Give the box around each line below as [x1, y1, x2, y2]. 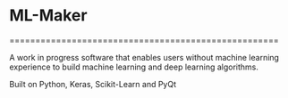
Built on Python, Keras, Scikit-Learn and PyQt [9, 78, 177, 89]
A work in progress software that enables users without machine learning [9, 52, 280, 62]
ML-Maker [9, 5, 88, 26]
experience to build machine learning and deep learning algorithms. [9, 61, 259, 72]
